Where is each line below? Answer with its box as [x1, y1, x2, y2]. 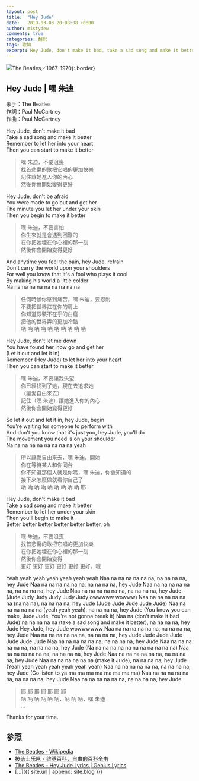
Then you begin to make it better [6, 212, 86, 219]
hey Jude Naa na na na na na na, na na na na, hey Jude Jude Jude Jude [6, 631, 182, 638]
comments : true [6, 31, 44, 37]
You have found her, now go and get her [6, 343, 105, 351]
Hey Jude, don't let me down [6, 337, 77, 344]
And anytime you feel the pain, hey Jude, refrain [6, 258, 124, 265]
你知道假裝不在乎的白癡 [20, 310, 78, 317]
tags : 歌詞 [6, 42, 31, 48]
